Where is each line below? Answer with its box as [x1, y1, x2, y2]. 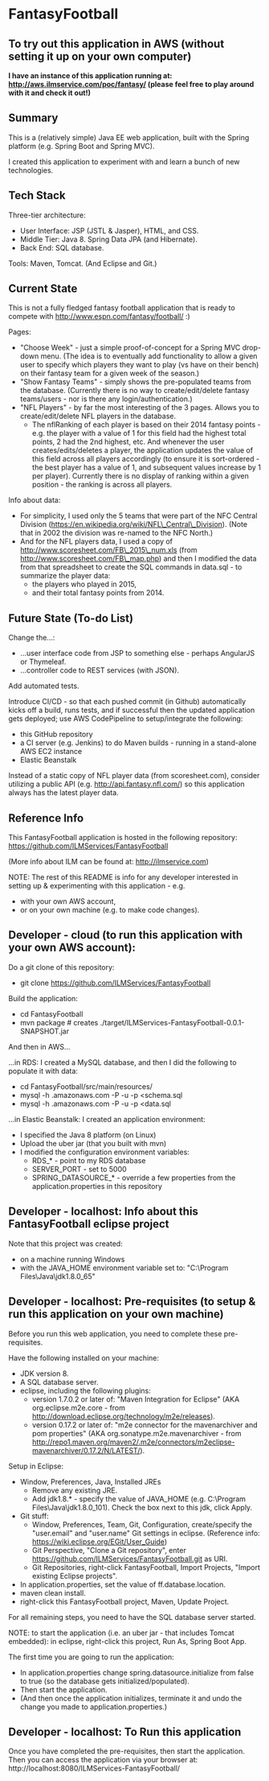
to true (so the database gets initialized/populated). [19, 1676, 190, 1686]
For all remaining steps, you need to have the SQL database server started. [8, 1612, 256, 1622]
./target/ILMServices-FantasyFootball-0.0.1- [100, 1017, 245, 1027]
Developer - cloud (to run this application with [8, 928, 243, 942]
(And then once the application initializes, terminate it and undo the [19, 1693, 243, 1703]
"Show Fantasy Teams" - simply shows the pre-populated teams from [19, 377, 251, 387]
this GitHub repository [19, 730, 94, 739]
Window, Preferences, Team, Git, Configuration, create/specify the [31, 1519, 253, 1529]
